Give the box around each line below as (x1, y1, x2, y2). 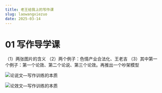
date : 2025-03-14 (5, 16, 41, 21)
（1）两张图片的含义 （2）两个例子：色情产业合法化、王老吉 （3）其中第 (5, 56, 153, 62)
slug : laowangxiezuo (5, 12, 48, 17)
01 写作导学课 (5, 39, 60, 50)
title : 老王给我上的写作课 (5, 7, 54, 12)
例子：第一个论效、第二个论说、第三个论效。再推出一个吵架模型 (9, 62, 139, 68)
